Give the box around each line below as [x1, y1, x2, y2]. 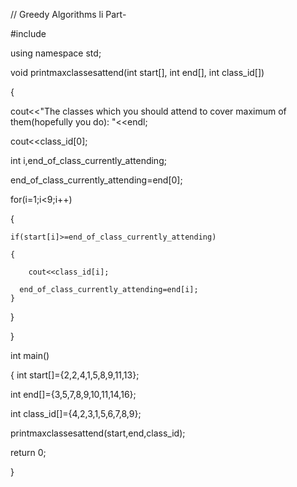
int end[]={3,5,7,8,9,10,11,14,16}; [10, 389, 137, 400]
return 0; [10, 447, 47, 458]
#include [10, 28, 47, 39]
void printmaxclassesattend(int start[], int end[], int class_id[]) [10, 67, 265, 78]
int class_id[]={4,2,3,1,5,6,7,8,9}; [10, 408, 142, 419]
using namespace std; [10, 47, 102, 59]
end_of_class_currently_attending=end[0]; [10, 174, 183, 186]
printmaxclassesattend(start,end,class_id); [10, 427, 186, 439]
